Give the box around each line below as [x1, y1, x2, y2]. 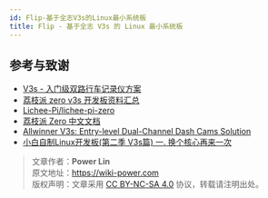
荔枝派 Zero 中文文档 [22, 115, 102, 127]
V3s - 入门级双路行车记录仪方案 [22, 84, 142, 94]
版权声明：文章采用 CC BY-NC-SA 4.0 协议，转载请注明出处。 [31, 179, 263, 190]
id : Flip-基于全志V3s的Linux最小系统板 [9, 13, 147, 23]
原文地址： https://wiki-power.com [31, 167, 159, 178]
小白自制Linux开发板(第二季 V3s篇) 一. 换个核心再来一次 [22, 137, 233, 148]
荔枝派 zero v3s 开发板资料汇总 [22, 94, 140, 105]
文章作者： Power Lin [31, 156, 111, 167]
